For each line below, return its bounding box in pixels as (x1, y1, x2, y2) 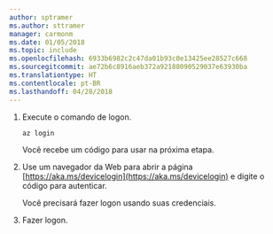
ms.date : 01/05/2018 (9, 37, 86, 47)
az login (21, 129, 55, 137)
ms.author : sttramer (9, 21, 86, 30)
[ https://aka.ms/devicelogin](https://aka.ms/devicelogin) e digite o (21, 170, 265, 182)
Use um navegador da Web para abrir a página (21, 161, 193, 172)
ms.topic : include (9, 46, 77, 55)
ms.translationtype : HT (9, 71, 97, 80)
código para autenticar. (21, 180, 108, 191)
